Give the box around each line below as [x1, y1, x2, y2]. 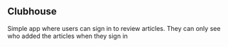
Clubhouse [7, 6, 57, 18]
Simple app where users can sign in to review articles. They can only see [7, 24, 221, 32]
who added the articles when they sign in [7, 32, 128, 40]
